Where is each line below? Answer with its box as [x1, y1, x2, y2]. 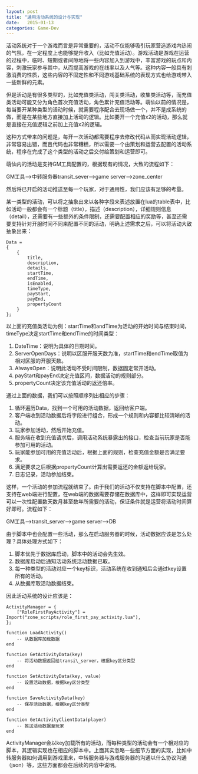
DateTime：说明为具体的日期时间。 [14, 342, 100, 350]
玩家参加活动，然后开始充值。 [14, 427, 87, 434]
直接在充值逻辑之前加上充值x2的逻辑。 [11, 121, 105, 128]
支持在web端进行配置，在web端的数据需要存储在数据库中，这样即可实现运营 [6, 490, 192, 498]
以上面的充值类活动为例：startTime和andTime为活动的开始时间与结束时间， [6, 322, 190, 330]
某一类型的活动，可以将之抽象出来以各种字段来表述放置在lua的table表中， [6, 198, 186, 205]
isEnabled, [27, 281, 54, 286]
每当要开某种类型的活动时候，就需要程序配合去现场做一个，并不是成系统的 [6, 106, 187, 113]
